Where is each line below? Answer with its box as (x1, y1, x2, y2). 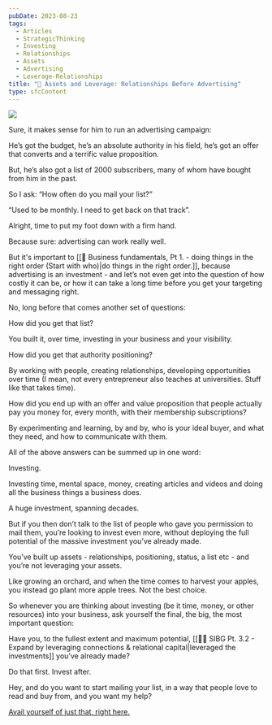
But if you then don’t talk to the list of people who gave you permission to (8, 519, 253, 529)
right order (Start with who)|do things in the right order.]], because (8, 261, 231, 271)
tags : (8, 20, 27, 28)
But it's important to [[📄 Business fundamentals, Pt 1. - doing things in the (8, 253, 254, 263)
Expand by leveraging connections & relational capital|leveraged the (8, 643, 236, 653)
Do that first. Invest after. (8, 667, 92, 677)
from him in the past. (8, 174, 78, 184)
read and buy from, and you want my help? (8, 692, 153, 701)
